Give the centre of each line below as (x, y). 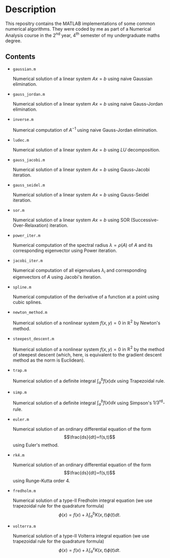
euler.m (21, 420)
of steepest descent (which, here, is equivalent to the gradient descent (87, 355)
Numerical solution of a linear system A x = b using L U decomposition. (86, 150)
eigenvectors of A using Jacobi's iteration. (57, 277)
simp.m (20, 392)
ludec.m (21, 141)
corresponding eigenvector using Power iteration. (65, 250)
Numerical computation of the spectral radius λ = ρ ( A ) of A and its (83, 245)
